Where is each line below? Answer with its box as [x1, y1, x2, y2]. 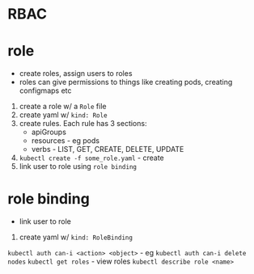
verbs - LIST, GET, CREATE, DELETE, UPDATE [31, 145, 184, 154]
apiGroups [31, 127, 66, 137]
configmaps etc [19, 86, 72, 95]
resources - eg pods [31, 136, 100, 145]
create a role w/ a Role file [19, 102, 107, 112]
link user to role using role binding [19, 162, 137, 171]
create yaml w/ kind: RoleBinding [19, 232, 133, 242]
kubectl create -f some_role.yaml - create [19, 153, 165, 162]
